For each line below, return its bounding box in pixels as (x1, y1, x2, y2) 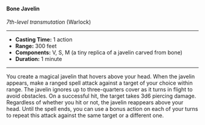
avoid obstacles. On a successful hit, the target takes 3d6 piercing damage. (6, 92, 196, 100)
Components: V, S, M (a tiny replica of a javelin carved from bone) (15, 49, 183, 56)
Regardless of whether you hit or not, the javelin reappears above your (6, 99, 184, 106)
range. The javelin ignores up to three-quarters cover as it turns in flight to (6, 86, 193, 93)
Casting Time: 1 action (15, 36, 73, 43)
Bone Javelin (6, 5, 40, 12)
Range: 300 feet (15, 43, 57, 50)
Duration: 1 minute (15, 55, 62, 63)
